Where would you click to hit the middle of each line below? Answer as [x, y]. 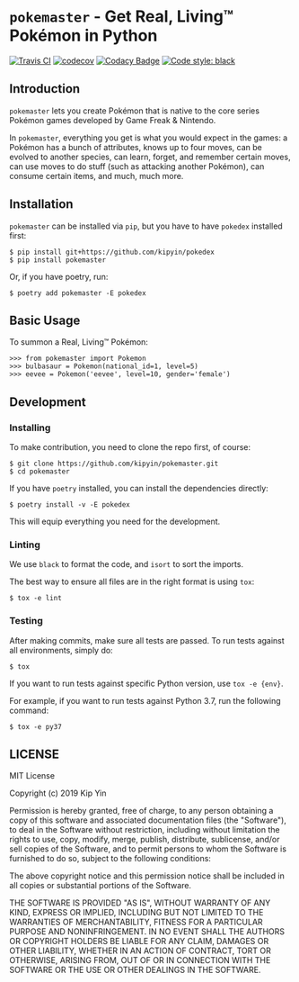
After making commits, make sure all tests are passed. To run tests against [147, 640]
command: [29, 710]
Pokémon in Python [84, 36]
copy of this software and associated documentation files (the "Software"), [148, 820]
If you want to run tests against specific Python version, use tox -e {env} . [147, 683]
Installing [30, 428]
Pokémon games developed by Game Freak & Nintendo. [113, 120]
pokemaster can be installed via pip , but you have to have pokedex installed [146, 226]
